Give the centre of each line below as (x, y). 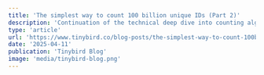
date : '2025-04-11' (40, 45)
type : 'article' (35, 30)
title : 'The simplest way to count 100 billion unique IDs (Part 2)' (125, 15)
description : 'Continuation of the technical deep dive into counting (126, 23)
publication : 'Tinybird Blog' (58, 52)
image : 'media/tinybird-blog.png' (65, 59)
